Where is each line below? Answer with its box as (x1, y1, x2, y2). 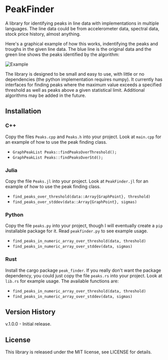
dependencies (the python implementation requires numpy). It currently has (5, 76, 163, 82)
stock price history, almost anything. (5, 31, 81, 37)
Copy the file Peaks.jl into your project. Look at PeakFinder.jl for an (5, 178, 149, 184)
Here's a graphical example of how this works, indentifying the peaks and (5, 40, 158, 46)
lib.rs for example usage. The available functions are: (5, 278, 119, 284)
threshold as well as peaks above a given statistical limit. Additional (5, 87, 145, 93)
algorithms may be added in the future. (5, 92, 86, 98)
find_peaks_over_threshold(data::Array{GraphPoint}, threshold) (12, 194, 151, 199)
